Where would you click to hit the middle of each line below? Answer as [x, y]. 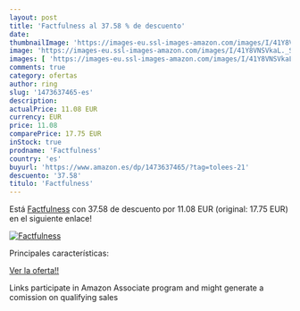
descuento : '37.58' [46, 175]
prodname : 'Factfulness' [55, 150]
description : [33, 101]
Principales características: [59, 253]
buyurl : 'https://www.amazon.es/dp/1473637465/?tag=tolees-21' [129, 167]
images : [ [28, 59]
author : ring [33, 84]
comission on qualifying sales [64, 298]
